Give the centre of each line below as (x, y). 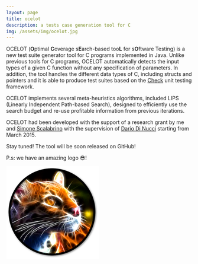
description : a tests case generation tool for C (69, 25)
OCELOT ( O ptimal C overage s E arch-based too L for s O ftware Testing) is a (95, 49)
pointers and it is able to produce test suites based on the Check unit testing (99, 81)
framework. (20, 87)
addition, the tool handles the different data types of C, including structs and (99, 74)
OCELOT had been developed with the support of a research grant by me (95, 122)
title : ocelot (24, 19)
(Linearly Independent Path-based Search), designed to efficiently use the (97, 104)
